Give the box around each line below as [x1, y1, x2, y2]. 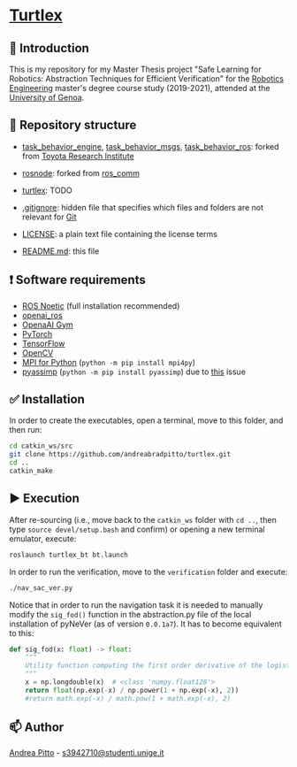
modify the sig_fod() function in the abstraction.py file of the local [9, 609, 252, 619]
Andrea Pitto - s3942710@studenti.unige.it [9, 748, 164, 758]
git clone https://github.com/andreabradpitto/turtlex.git [9, 450, 232, 459]
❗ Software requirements [9, 272, 146, 288]
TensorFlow [21, 338, 65, 349]
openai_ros [21, 310, 64, 320]
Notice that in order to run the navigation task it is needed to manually [9, 599, 263, 610]
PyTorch [21, 328, 53, 339]
